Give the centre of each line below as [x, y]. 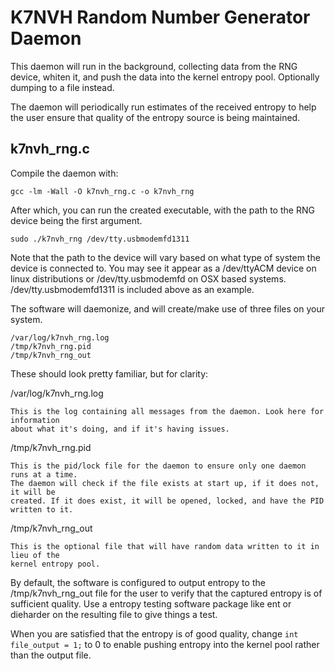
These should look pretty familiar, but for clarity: [109, 373]
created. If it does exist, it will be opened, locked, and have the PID [167, 501]
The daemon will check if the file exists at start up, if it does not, [165, 483]
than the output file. [51, 655]
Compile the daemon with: [64, 173]
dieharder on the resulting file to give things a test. [114, 614]
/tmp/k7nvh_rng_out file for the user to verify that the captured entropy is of [166, 593]
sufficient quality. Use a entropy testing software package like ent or [151, 603]
